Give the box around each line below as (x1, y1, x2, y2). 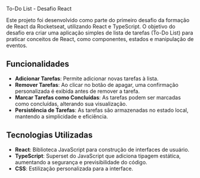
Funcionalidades (6, 59, 70, 69)
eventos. (6, 42, 28, 49)
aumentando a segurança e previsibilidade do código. (14, 158, 147, 165)
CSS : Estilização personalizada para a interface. (14, 165, 133, 172)
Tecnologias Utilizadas (6, 130, 93, 140)
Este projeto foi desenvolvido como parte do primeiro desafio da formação (6, 17, 190, 23)
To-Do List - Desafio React (6, 5, 72, 12)
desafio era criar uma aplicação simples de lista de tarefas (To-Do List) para (6, 29, 193, 36)
